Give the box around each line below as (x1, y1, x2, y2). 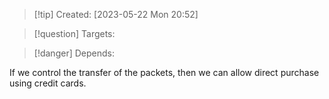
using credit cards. (9, 77, 87, 89)
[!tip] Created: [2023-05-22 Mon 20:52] (33, 9, 199, 20)
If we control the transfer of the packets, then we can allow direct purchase (9, 67, 320, 78)
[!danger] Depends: (33, 47, 115, 59)
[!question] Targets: (33, 28, 116, 39)
